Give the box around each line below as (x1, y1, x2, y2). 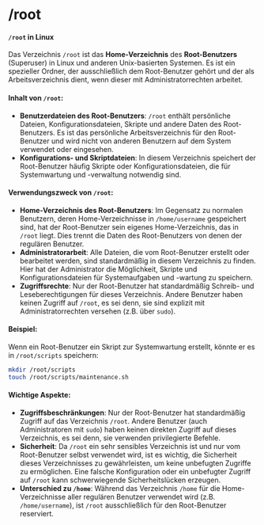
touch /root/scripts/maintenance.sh (8, 373, 129, 381)
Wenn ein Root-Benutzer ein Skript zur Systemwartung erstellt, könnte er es (8, 342, 255, 352)
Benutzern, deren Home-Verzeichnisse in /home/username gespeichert (19, 214, 247, 223)
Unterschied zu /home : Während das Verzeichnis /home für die (19, 483, 221, 493)
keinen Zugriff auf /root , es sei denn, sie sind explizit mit (19, 298, 206, 307)
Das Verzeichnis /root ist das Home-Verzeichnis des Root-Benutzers (8, 50, 238, 59)
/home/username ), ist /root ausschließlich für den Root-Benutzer (19, 500, 227, 510)
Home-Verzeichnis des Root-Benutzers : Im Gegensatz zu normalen (19, 205, 243, 215)
